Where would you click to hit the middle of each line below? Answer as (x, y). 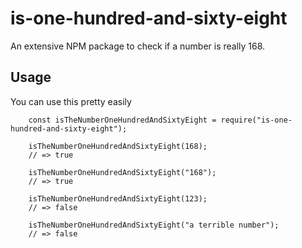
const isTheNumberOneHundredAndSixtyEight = (122, 120)
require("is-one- (256, 120)
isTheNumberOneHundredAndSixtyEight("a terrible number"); (154, 225)
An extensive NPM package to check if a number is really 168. (138, 46)
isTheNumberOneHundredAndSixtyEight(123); (118, 198)
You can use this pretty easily (71, 101)
